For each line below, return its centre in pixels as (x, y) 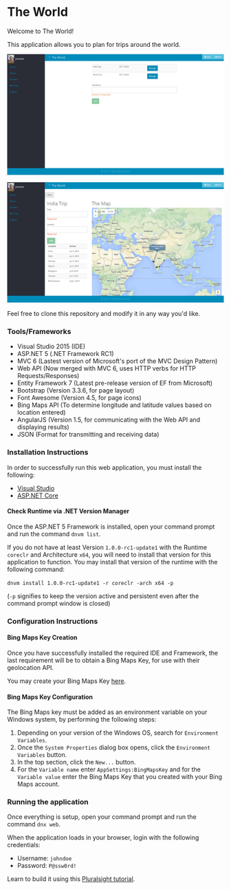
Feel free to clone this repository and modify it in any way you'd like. (104, 314)
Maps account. (38, 784)
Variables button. (42, 755)
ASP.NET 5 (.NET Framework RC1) (66, 354)
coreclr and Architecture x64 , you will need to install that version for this (109, 554)
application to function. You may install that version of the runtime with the (112, 562)
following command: (36, 569)
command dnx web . (34, 824)
